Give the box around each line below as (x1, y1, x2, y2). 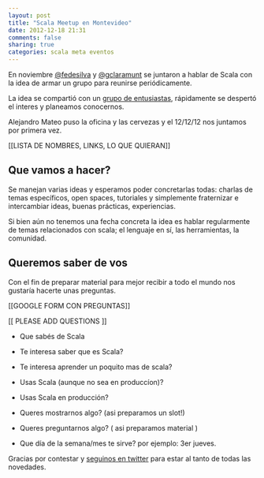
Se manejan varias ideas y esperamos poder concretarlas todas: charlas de (8, 185, 254, 194)
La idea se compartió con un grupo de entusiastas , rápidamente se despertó (8, 94, 257, 103)
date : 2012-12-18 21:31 (8, 26, 87, 34)
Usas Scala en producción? (19, 392, 109, 402)
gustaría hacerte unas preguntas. (8, 286, 117, 295)
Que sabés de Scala (19, 331, 85, 341)
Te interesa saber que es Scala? (19, 346, 124, 356)
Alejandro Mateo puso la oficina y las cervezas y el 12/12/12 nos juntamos (8, 118, 247, 126)
